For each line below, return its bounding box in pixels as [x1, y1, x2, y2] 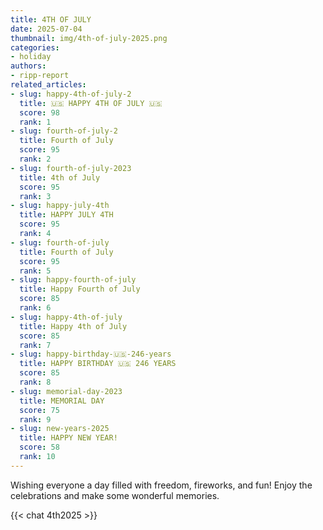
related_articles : [10, 80, 87, 90]
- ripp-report [10, 71, 70, 81]
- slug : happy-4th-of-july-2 [10, 89, 132, 99]
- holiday [10, 52, 52, 62]
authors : [10, 61, 47, 71]
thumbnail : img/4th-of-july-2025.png [10, 33, 168, 43]
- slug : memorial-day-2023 [10, 386, 123, 396]
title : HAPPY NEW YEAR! [19, 433, 118, 443]
